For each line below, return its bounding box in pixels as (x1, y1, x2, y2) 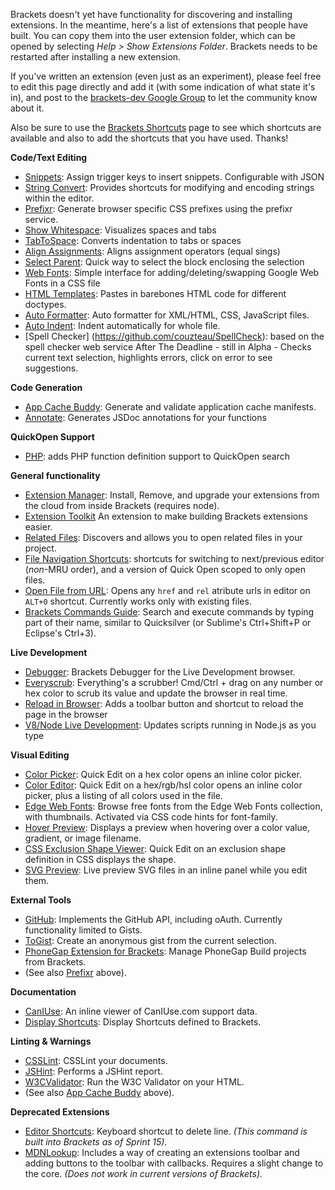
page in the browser (24, 709, 108, 720)
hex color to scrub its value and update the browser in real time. (24, 687, 288, 699)
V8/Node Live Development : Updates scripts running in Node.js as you (24, 719, 317, 731)
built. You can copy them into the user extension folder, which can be (10, 30, 296, 41)
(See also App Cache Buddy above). (24, 1087, 175, 1098)
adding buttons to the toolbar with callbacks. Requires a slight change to (24, 1157, 324, 1169)
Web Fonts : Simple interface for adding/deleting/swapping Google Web (24, 267, 320, 278)
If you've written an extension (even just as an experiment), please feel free (10, 70, 322, 82)
